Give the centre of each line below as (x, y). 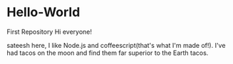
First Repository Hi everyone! (49, 32)
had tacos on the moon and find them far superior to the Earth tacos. (108, 53)
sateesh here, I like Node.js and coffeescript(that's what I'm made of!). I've (116, 45)
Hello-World (43, 12)
